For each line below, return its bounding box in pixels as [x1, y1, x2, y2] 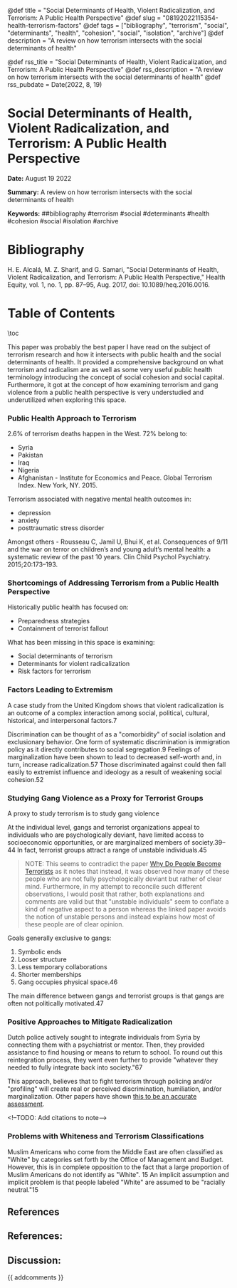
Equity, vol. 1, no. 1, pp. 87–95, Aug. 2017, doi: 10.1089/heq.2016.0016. [7, 280, 210, 289]
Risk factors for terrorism [17, 667, 91, 675]
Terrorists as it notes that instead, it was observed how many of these [24, 867, 230, 875]
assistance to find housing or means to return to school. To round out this [7, 1048, 223, 1057]
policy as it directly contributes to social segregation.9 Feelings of [7, 745, 201, 754]
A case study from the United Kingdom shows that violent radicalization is [7, 701, 224, 709]
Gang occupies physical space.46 [17, 978, 118, 986]
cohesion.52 [7, 775, 44, 783]
